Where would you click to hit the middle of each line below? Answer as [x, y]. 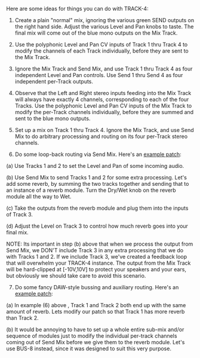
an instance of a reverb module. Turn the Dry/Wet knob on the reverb [91, 190]
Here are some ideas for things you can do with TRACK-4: [77, 9]
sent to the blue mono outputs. [53, 118]
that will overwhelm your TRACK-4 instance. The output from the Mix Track [99, 263]
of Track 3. [19, 214]
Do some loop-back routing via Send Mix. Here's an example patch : [98, 154]
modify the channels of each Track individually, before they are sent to [102, 51]
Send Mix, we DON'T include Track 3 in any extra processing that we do [95, 250]
